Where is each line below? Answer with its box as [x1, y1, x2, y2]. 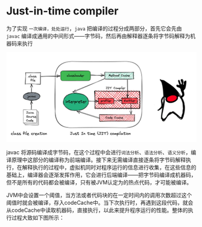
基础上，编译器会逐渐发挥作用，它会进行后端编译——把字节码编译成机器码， [6, 171, 197, 178]
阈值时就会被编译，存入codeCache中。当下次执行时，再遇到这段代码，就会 [6, 199, 194, 206]
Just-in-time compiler [6, 4, 119, 18]
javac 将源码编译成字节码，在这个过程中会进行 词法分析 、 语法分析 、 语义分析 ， [6, 148, 191, 156]
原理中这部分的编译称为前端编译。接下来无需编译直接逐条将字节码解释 [11, 156, 186, 163]
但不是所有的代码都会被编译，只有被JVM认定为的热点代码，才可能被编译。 [6, 178, 192, 186]
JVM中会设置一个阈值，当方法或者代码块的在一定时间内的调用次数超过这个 [6, 191, 192, 199]
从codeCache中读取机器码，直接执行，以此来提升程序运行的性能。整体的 [6, 206, 188, 214]
